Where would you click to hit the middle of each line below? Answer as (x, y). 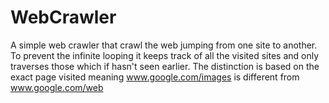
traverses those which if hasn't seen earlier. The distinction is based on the (165, 66)
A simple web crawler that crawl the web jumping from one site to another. (164, 45)
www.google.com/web (57, 87)
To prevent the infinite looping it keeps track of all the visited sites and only (165, 55)
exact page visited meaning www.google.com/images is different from (155, 77)
